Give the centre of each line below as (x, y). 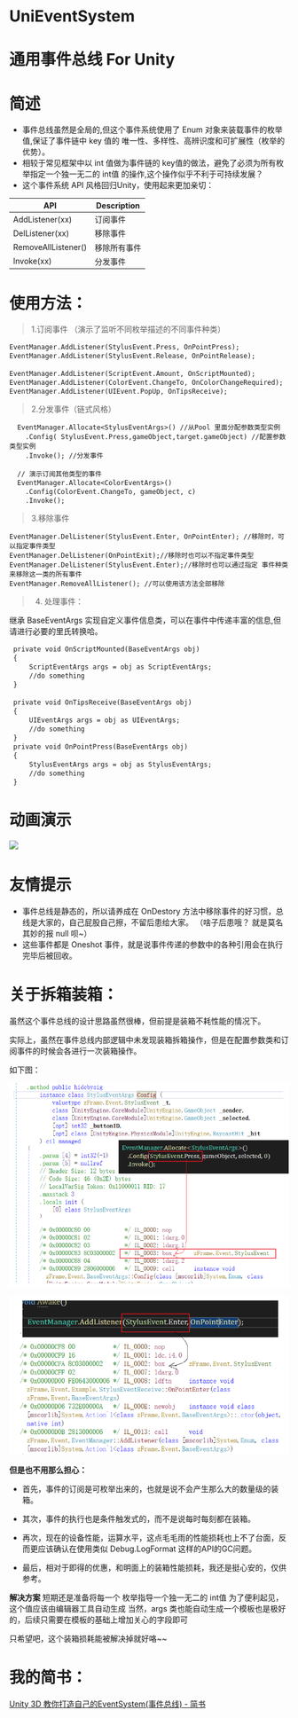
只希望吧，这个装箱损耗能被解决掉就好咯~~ (88, 1638)
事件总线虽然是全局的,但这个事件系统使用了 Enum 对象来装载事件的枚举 (152, 129)
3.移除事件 (50, 518)
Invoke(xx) (32, 261)
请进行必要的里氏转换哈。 (56, 632)
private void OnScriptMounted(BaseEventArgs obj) (106, 649)
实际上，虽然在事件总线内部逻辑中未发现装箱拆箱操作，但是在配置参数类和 (145, 1040)
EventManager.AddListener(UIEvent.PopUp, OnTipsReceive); (118, 392)
